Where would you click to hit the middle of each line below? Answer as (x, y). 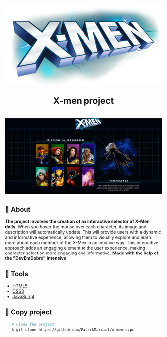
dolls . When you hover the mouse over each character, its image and (76, 227)
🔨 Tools (17, 274)
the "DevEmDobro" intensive (36, 258)
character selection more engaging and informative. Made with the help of (82, 253)
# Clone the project (33, 324)
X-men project (83, 101)
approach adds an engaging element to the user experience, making (75, 248)
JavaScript (23, 296)
